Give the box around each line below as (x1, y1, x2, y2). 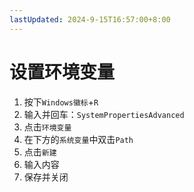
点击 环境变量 (23, 121, 72, 133)
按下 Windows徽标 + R (23, 96, 99, 108)
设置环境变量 (9, 61, 116, 83)
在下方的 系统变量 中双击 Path (23, 133, 134, 145)
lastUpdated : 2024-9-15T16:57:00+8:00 (9, 14, 171, 25)
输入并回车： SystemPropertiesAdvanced (23, 108, 185, 120)
